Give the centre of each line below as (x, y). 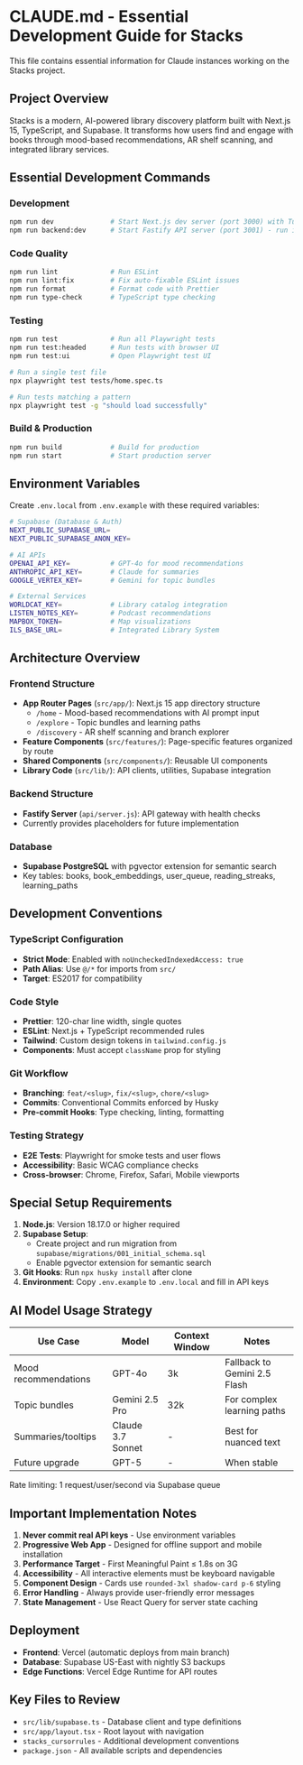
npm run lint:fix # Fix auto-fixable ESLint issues (125, 281)
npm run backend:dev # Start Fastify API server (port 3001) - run (149, 231)
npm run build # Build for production (105, 447)
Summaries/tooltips (55, 1437)
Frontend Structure (52, 684)
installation (42, 1555)
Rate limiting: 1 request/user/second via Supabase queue (115, 1485)
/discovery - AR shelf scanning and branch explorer (133, 732)
